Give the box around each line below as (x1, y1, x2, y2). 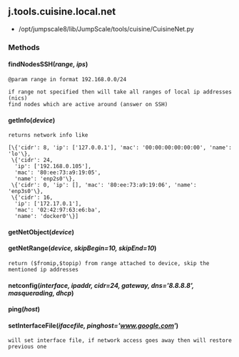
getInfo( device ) (8, 115, 56, 124)
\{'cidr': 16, (11, 194, 54, 202)
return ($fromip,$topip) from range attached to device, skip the (8, 259, 210, 267)
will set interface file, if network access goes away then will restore (8, 337, 233, 344)
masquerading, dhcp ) (8, 289, 74, 297)
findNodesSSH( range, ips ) (8, 60, 88, 68)
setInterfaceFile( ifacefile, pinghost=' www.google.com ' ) (8, 321, 179, 330)
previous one (8, 343, 47, 351)
